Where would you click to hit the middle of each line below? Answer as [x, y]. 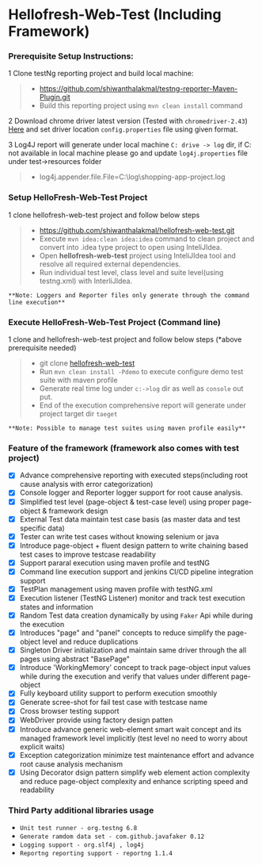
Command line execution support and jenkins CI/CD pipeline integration [137, 572]
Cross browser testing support [70, 711]
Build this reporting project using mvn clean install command [141, 105]
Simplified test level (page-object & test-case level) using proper [125, 502]
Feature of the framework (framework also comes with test [124, 448]
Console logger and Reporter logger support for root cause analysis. [131, 492]
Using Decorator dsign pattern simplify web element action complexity [135, 772]
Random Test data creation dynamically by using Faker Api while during [136, 615]
